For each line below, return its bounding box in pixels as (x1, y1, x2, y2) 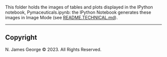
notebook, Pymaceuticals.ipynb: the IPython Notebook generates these (5, 9, 152, 15)
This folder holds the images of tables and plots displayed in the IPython (5, 4, 153, 10)
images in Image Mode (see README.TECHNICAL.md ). (5, 15, 118, 20)
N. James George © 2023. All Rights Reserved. (5, 46, 102, 52)
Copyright (5, 33, 37, 42)
